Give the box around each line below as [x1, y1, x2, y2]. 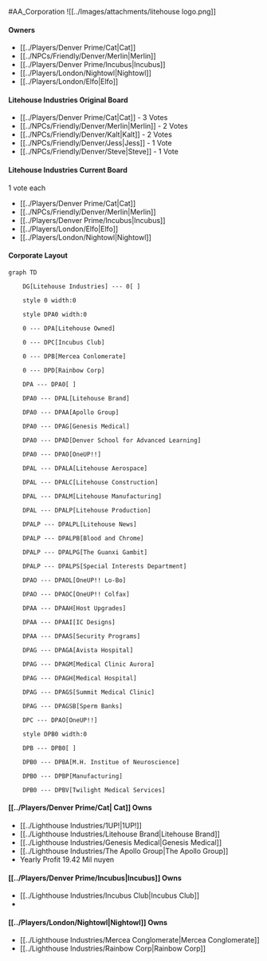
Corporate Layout [8, 251, 68, 261]
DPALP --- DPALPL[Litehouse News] [22, 520, 137, 528]
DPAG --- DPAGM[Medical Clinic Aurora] [22, 660, 155, 668]
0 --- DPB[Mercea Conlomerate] [22, 352, 127, 361]
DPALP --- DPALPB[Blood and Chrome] [22, 534, 145, 542]
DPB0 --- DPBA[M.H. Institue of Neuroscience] [22, 758, 180, 766]
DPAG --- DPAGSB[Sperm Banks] [22, 702, 124, 710]
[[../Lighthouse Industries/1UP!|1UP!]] [19, 821, 142, 831]
